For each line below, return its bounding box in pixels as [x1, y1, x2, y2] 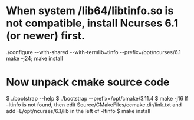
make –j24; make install [6, 55, 63, 62]
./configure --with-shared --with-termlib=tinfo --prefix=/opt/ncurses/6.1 [6, 48, 181, 55]
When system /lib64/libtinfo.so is [6, 4, 174, 18]
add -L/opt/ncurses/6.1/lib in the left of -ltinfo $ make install [6, 107, 150, 114]
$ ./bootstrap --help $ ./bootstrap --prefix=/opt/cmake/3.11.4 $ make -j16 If [6, 95, 189, 102]
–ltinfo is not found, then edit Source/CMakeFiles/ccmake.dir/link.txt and [6, 101, 182, 108]
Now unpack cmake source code [6, 75, 170, 89]
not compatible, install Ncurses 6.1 [6, 16, 179, 30]
